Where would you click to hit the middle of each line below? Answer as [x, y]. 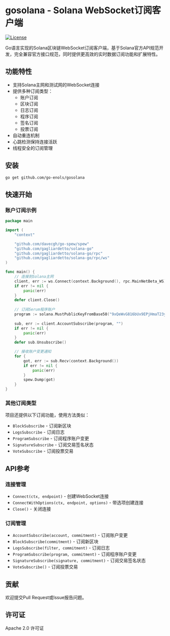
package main [19, 221]
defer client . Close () [37, 300]
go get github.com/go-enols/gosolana [45, 178]
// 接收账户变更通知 [33, 352]
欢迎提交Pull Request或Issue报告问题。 [46, 598]
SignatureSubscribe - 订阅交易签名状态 [53, 445]
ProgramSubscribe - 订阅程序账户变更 [51, 439]
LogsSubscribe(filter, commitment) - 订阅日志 [61, 548]
